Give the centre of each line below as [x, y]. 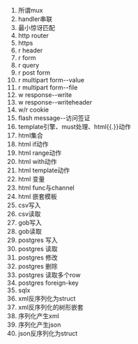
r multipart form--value [51, 80]
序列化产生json [39, 324]
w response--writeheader [55, 102]
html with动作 [37, 162]
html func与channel [46, 188]
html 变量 [31, 179]
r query [29, 65]
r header [30, 50]
